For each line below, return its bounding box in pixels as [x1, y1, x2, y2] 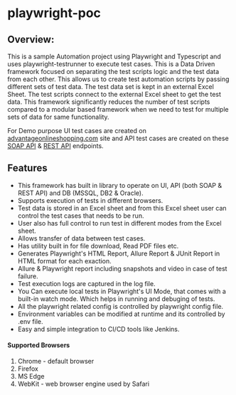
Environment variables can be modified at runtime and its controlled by [17, 310, 225, 318]
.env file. [17, 317, 44, 325]
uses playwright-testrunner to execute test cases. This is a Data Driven [7, 60, 215, 68]
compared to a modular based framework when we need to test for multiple [7, 105, 229, 113]
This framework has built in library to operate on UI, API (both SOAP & [17, 181, 222, 189]
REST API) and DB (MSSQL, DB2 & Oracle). [17, 189, 144, 197]
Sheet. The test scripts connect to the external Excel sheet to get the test [7, 90, 222, 98]
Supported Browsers [7, 341, 70, 349]
